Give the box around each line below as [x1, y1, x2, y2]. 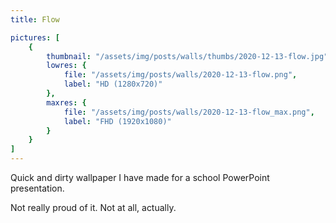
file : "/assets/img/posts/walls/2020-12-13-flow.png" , [63, 70, 298, 80]
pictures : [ [10, 32, 60, 43]
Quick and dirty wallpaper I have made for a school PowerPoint [10, 172, 270, 183]
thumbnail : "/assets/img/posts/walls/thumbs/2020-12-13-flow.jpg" [46, 51, 329, 61]
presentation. [10, 182, 65, 194]
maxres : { [46, 97, 87, 108]
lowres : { [46, 61, 87, 71]
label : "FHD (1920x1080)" [63, 116, 172, 126]
